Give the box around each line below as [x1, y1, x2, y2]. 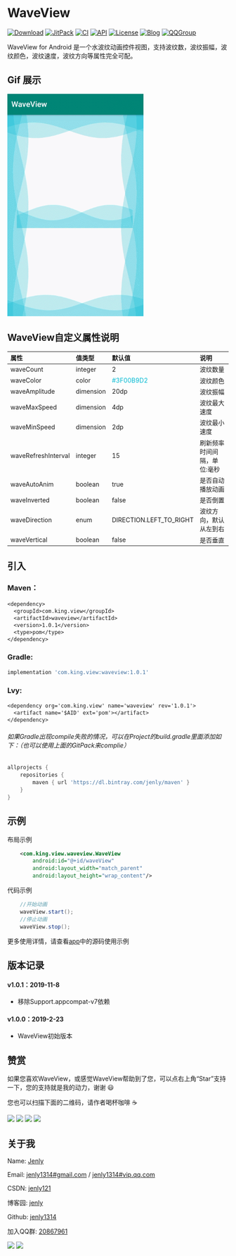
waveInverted [10, 495, 51, 504]
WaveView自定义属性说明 [7, 332, 119, 344]
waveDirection [10, 516, 53, 524]
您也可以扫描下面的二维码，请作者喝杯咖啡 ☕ [7, 1098, 138, 1107]
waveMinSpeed [10, 423, 55, 431]
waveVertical [10, 535, 48, 544]
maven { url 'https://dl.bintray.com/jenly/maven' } [32, 779, 190, 786]
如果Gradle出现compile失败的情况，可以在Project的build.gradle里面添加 [7, 732, 216, 740]
